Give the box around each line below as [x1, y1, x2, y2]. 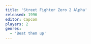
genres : [5, 26, 22, 31]
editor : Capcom [5, 17, 38, 22]
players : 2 [5, 21, 28, 27]
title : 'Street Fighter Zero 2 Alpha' [5, 7, 87, 13]
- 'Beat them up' [10, 31, 47, 36]
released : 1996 [5, 12, 38, 17]
